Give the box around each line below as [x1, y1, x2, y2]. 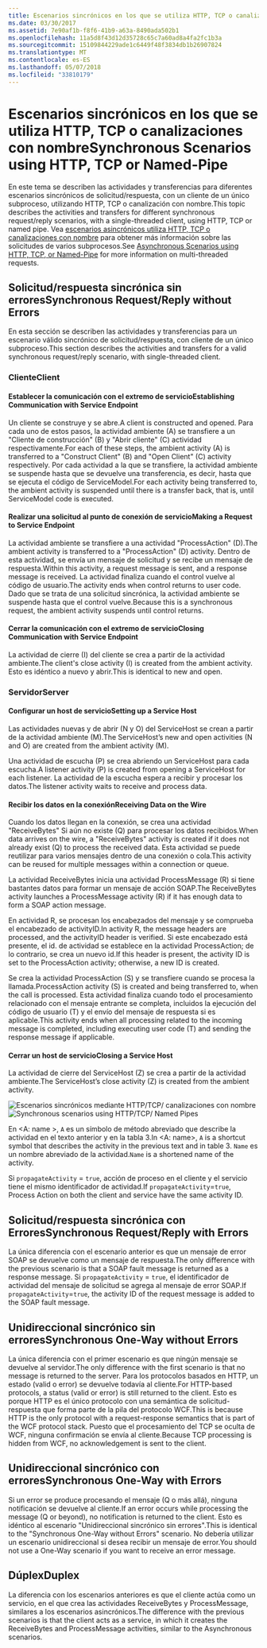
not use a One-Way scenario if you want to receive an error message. [8, 1545, 236, 1555]
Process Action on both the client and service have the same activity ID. [8, 1190, 244, 1200]
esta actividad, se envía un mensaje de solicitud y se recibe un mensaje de [8, 555, 253, 564]
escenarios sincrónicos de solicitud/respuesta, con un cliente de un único [8, 190, 250, 199]
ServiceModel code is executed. [8, 493, 114, 503]
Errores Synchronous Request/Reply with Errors [8, 1225, 249, 1240]
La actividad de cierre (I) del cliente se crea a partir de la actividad [8, 649, 225, 660]
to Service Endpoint [8, 520, 75, 530]
